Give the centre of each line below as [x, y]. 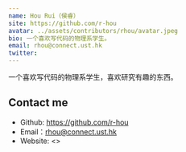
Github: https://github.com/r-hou [74, 122]
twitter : [23, 53]
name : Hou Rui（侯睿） [44, 16]
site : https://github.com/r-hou [62, 23]
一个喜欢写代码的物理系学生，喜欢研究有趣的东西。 [93, 77]
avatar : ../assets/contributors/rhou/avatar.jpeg [93, 31]
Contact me [38, 103]
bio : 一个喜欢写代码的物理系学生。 [60, 38]
